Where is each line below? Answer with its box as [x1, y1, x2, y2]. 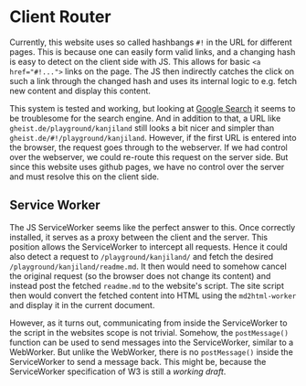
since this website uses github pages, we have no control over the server [9, 161, 285, 172]
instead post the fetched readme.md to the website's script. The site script [9, 280, 285, 291]
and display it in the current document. [9, 299, 155, 310]
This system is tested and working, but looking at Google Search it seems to [9, 102, 296, 113]
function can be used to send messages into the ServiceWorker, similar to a [9, 337, 294, 348]
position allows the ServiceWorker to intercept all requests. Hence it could [9, 241, 288, 252]
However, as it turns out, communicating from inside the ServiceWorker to [9, 317, 288, 328]
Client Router [9, 6, 111, 27]
